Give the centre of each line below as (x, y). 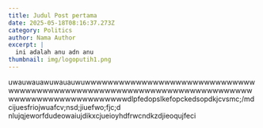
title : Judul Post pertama (53, 15)
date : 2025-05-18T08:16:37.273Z (61, 23)
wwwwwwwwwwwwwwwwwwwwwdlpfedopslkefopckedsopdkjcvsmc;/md (131, 99)
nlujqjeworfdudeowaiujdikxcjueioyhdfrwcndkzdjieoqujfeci (102, 115)
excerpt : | (26, 45)
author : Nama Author (42, 38)
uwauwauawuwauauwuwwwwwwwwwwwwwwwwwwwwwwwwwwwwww (132, 82)
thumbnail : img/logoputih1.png (60, 60)
